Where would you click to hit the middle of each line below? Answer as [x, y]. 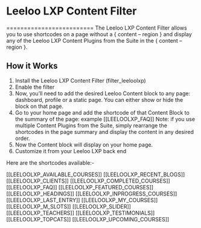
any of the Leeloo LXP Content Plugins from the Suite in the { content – [94, 40]
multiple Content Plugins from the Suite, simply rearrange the [91, 125]
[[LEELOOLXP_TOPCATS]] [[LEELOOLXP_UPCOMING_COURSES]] [88, 219]
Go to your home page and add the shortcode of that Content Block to [102, 112]
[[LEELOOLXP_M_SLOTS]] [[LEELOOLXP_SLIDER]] [69, 206]
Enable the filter [35, 87]
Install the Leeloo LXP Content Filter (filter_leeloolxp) [80, 80]
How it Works [32, 66]
